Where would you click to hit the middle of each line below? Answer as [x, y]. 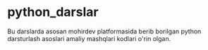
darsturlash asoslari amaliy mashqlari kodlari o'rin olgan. [89, 38]
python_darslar [53, 12]
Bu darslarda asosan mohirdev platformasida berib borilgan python [104, 31]
